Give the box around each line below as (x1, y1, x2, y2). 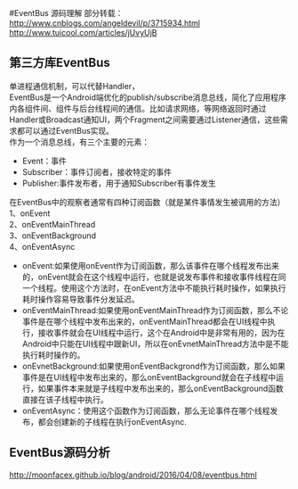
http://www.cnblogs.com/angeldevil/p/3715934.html (9, 18, 200, 29)
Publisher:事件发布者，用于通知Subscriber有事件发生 (21, 178, 216, 188)
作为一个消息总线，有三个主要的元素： (9, 137, 149, 147)
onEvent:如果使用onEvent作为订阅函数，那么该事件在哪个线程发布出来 (21, 260, 280, 270)
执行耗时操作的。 (21, 349, 85, 360)
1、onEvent (9, 208, 51, 219)
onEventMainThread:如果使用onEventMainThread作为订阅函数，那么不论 (21, 304, 289, 315)
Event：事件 (21, 155, 67, 166)
